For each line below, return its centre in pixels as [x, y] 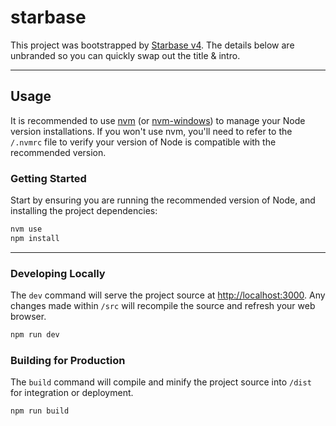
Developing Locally [58, 273]
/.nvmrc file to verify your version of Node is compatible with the [143, 142]
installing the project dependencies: [84, 211]
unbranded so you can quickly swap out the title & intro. [125, 55]
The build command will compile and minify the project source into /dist [161, 382]
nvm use [26, 229]
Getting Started [48, 178]
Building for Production [68, 360]
